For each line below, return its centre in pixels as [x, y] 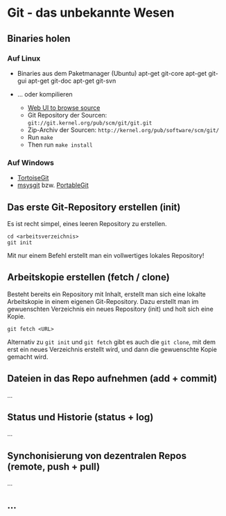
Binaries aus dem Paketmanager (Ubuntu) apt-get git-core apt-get [112, 73]
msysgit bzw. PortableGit [53, 185]
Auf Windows [31, 163]
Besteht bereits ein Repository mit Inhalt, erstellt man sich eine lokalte [107, 294]
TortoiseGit [33, 178]
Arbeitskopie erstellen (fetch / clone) [88, 277]
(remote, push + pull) [54, 466]
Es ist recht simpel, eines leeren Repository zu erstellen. [87, 223]
